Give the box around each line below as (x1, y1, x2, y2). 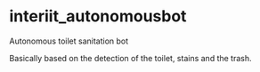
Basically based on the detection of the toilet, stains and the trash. (9, 52, 252, 63)
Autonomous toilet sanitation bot (9, 36, 129, 46)
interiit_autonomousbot (9, 6, 187, 27)
